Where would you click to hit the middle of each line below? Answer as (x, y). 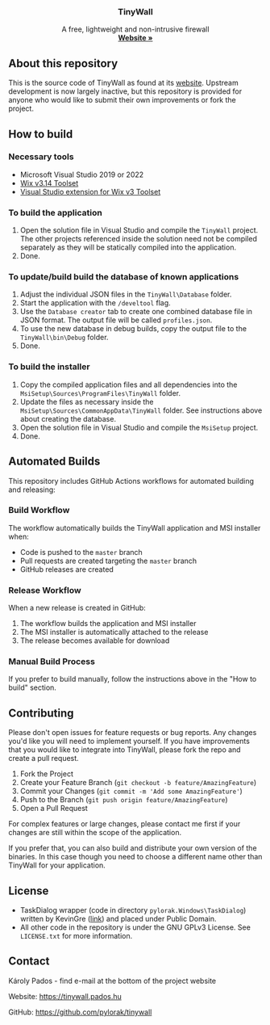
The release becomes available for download (95, 641)
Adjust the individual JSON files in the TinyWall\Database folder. (126, 294)
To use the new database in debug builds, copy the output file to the (133, 329)
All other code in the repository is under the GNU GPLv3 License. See (135, 927)
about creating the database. (68, 418)
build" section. (32, 687)
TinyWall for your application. (57, 865)
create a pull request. (44, 758)
